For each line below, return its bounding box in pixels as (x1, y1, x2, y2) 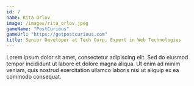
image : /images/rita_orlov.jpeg (6, 20, 88, 26)
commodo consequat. (6, 73, 62, 80)
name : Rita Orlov (6, 15, 51, 21)
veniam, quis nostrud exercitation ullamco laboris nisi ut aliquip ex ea (6, 67, 179, 73)
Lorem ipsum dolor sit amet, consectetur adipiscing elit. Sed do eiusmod (6, 54, 189, 61)
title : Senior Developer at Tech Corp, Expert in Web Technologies (6, 37, 182, 43)
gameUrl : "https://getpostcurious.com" (6, 31, 108, 38)
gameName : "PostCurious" (6, 25, 70, 32)
